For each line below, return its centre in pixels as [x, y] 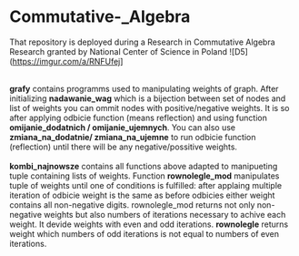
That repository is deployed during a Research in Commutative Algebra [142, 42]
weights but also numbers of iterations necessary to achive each [165, 214]
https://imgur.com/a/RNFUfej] [68, 61]
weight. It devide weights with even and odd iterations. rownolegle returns [149, 224]
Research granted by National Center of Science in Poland [119, 51]
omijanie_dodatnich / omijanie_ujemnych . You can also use [123, 127]
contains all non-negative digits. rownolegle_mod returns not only [132, 205]
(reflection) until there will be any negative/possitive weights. [124, 147]
